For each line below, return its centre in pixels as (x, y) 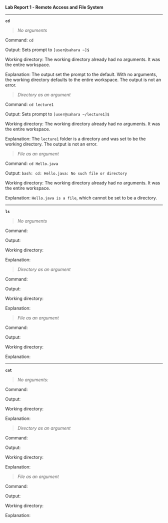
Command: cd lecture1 (29, 104)
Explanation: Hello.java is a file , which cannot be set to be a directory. (81, 198)
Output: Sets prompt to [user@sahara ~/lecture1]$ (57, 114)
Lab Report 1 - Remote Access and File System (54, 7)
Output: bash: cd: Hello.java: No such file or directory (66, 173)
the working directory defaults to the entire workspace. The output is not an (83, 80)
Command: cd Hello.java (32, 163)
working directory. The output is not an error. (51, 144)
